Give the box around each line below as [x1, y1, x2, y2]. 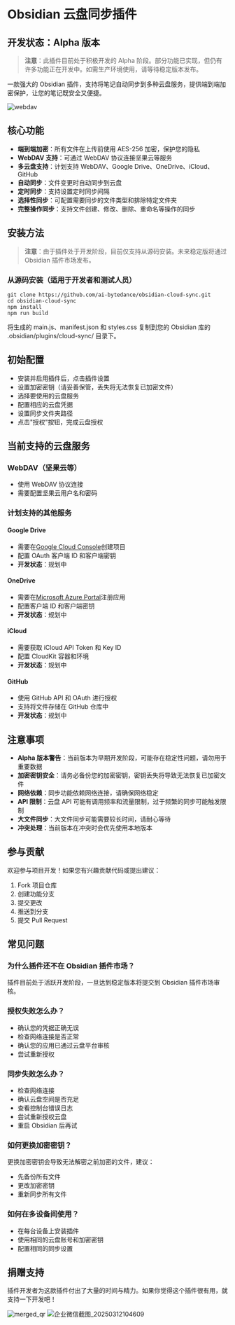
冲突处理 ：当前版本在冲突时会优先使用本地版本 [17, 824, 152, 832]
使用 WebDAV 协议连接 [17, 480, 84, 489]
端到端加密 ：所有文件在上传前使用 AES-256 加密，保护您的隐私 [17, 144, 201, 153]
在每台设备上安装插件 [17, 1226, 79, 1235]
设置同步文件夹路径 [17, 409, 73, 417]
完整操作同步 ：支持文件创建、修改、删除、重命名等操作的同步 [17, 204, 196, 213]
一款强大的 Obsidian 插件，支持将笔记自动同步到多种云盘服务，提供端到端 [7, 80, 220, 88]
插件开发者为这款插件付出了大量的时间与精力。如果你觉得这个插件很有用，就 [7, 1286, 228, 1295]
